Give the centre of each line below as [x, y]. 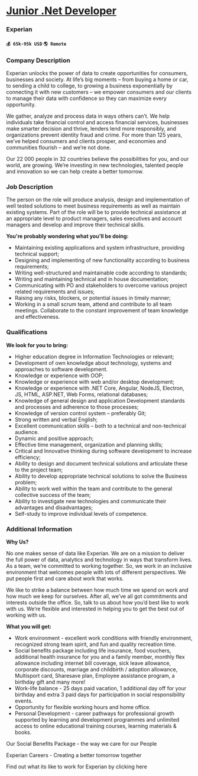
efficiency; [27, 457]
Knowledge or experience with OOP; [59, 375]
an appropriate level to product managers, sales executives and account [94, 219]
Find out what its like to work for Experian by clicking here [77, 767]
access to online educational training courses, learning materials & [95, 726]
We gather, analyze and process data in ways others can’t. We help [88, 116]
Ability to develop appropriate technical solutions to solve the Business [101, 476]
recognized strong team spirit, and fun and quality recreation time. [95, 644]
